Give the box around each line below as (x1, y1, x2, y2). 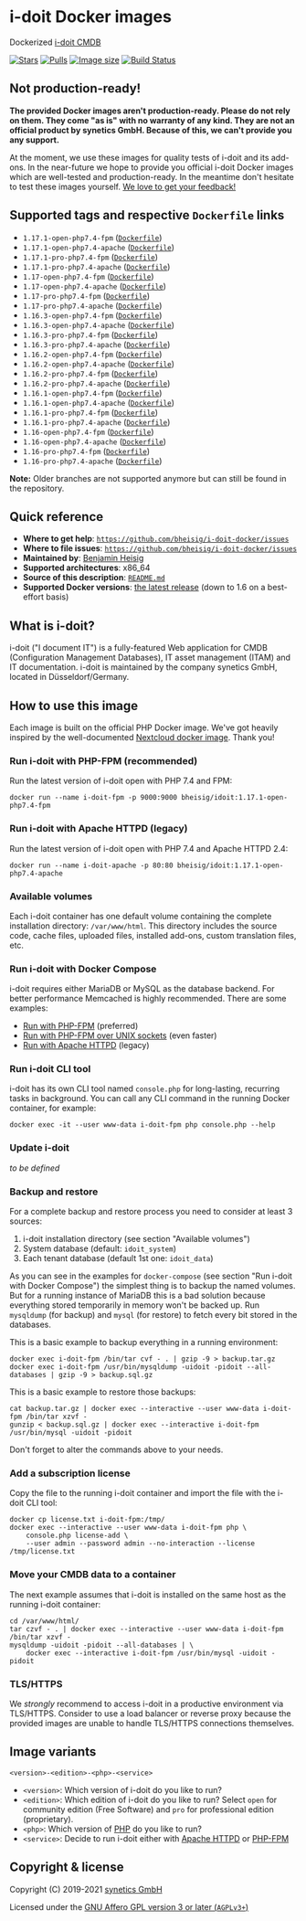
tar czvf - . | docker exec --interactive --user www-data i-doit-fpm (9, 1624, 284, 1633)
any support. (9, 134, 59, 145)
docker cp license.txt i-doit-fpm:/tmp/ (9, 1515, 166, 1524)
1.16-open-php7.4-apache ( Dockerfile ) (22, 436, 167, 447)
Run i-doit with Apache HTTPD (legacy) (9, 823, 188, 835)
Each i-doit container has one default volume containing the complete (9, 910, 272, 921)
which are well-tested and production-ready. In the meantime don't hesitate (9, 171, 294, 182)
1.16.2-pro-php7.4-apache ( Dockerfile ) (22, 377, 171, 388)
